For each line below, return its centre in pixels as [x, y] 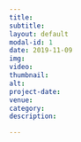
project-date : [35, 91]
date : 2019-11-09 [41, 51]
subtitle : [27, 26]
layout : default [39, 34]
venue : [21, 100]
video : [21, 67]
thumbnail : [29, 75]
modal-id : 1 [31, 42]
